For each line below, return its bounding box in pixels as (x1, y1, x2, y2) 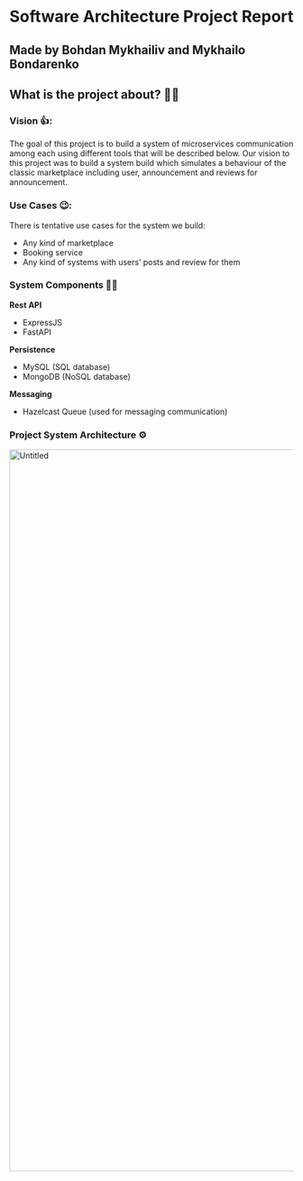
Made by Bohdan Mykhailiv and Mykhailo (9, 42, 246, 58)
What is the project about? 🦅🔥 (9, 87, 180, 102)
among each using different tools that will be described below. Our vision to (9, 148, 290, 159)
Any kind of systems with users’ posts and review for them (22, 256, 241, 267)
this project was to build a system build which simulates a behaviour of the (9, 158, 287, 169)
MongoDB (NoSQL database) (22, 371, 131, 382)
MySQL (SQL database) (22, 361, 111, 372)
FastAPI (22, 327, 51, 337)
